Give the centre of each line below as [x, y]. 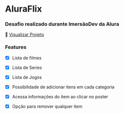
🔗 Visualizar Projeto [25, 34]
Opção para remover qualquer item [47, 106]
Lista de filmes [27, 58]
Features [16, 47]
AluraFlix [24, 9]
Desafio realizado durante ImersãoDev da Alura [62, 24]
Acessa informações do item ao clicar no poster [60, 97]
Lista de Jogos [27, 77]
